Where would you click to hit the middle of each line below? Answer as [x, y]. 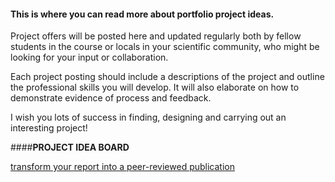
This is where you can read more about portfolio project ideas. [142, 14]
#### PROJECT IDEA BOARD [70, 147]
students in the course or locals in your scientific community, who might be [165, 47]
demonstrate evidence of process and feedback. [111, 98]
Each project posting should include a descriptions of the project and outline [167, 77]
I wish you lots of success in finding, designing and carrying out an [148, 117]
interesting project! [49, 128]
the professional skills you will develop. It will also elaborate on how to [155, 87]
